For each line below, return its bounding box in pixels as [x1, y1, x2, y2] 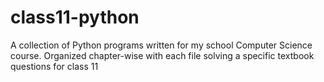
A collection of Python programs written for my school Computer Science [10, 39, 313, 51]
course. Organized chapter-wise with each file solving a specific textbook [10, 49, 315, 61]
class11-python [10, 6, 140, 29]
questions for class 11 [10, 60, 99, 72]
